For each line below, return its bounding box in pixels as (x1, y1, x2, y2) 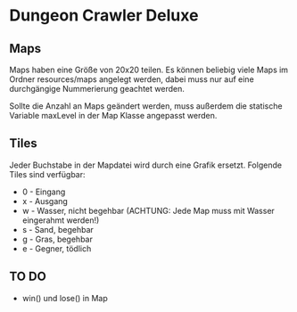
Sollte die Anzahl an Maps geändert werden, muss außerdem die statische (9, 101, 283, 111)
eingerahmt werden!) (21, 215, 100, 226)
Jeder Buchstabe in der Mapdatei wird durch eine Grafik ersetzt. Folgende (9, 160, 283, 170)
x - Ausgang (21, 195, 69, 206)
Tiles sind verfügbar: (9, 168, 87, 179)
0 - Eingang (21, 186, 66, 197)
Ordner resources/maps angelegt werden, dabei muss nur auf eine (9, 74, 254, 85)
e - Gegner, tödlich (21, 242, 92, 254)
